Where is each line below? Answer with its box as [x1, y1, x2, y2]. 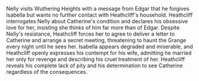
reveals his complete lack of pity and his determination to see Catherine [6, 62, 183, 69]
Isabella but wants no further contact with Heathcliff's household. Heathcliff [6, 11, 193, 18]
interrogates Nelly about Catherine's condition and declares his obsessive [6, 18, 188, 24]
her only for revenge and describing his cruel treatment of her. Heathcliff [6, 56, 185, 63]
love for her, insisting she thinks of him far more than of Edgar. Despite [6, 24, 180, 31]
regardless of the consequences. [6, 68, 88, 75]
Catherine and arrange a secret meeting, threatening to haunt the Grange [6, 37, 186, 43]
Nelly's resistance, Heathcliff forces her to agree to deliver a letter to [6, 30, 175, 38]
